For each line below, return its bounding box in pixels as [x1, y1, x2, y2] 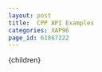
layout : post [8, 11, 52, 20]
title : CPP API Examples [8, 19, 94, 27]
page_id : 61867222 [8, 33, 69, 42]
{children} [8, 55, 41, 65]
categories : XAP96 [8, 26, 69, 34]
